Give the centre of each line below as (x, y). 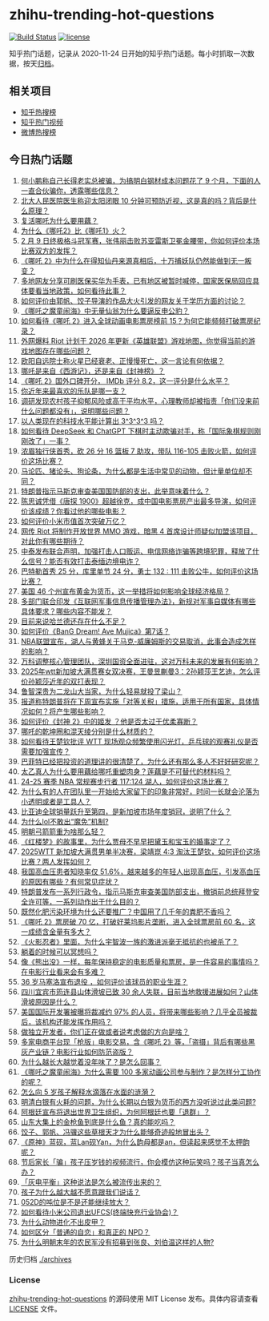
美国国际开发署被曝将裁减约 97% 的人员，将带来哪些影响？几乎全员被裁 (139, 1012)
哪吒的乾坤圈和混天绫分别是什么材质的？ (87, 731)
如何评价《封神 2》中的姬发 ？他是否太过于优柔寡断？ (109, 721)
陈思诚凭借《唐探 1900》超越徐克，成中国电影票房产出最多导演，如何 (135, 501)
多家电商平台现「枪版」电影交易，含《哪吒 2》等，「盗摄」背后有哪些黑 (138, 1041)
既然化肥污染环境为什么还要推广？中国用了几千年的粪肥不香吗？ (126, 912)
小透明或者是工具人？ (56, 801)
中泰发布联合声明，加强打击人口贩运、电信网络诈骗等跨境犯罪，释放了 (137, 551)
